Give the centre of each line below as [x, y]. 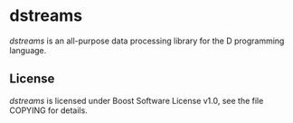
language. [28, 50]
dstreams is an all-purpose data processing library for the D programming [147, 41]
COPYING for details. [48, 110]
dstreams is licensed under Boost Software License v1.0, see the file [137, 100]
